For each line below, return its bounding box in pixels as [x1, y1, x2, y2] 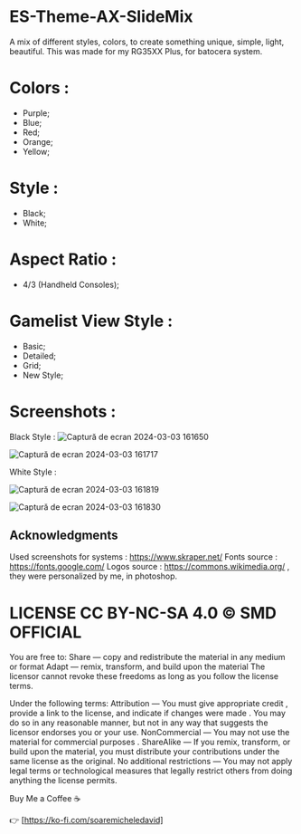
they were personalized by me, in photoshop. [9, 570, 178, 581]
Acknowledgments [9, 528, 119, 543]
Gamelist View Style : [9, 311, 174, 331]
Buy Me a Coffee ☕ [9, 793, 81, 804]
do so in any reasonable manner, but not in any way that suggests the [9, 717, 268, 728]
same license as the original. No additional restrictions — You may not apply [9, 756, 293, 767]
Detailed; [22, 350, 57, 361]
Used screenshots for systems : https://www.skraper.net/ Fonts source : [9, 551, 278, 562]
